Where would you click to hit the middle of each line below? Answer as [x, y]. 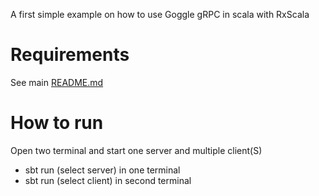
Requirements [70, 55]
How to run [57, 123]
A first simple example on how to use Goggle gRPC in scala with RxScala [160, 14]
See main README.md [57, 82]
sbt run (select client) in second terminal [108, 180]
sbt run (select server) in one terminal [102, 170]
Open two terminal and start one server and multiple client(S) [136, 150]
